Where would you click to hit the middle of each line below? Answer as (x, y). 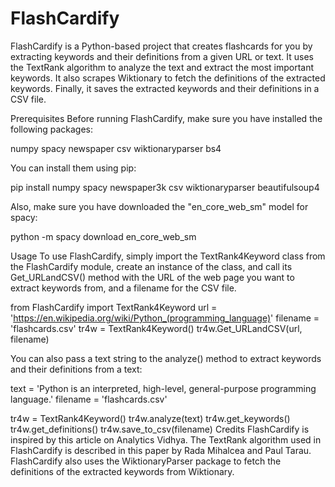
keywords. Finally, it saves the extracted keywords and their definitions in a (165, 88)
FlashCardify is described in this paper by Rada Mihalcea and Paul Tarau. (161, 450)
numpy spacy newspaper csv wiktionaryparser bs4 (116, 148)
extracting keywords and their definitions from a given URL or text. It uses (162, 56)
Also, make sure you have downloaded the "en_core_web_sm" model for (159, 206)
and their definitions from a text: (76, 369)
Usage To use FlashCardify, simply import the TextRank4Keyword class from (168, 256)
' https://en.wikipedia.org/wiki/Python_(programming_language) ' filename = (165, 318)
